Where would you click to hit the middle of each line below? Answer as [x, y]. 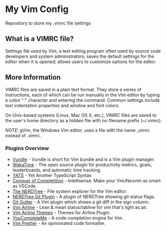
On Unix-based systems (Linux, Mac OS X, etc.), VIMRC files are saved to [81, 115]
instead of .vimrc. [23, 135]
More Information [33, 77]
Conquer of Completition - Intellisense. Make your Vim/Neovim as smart [86, 180]
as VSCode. [25, 186]
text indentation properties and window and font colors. [62, 105]
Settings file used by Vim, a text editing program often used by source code [83, 51]
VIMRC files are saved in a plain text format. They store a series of [73, 89]
